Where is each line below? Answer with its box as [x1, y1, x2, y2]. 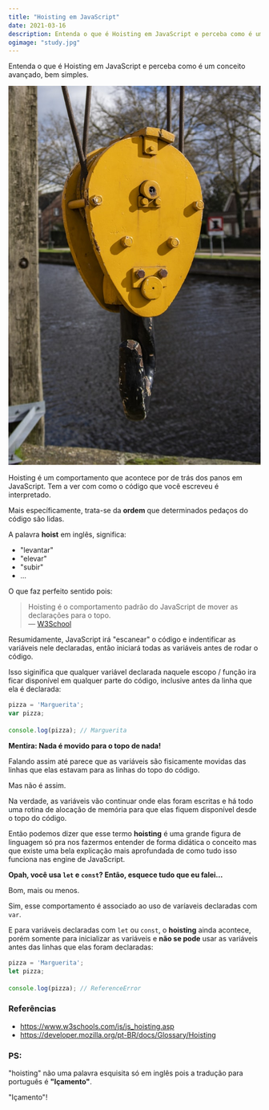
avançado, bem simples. [8, 70, 90, 80]
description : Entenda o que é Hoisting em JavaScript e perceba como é [8, 30, 252, 38]
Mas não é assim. [8, 780, 66, 790]
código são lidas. [8, 514, 65, 524]
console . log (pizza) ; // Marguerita [8, 727, 127, 735]
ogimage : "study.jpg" [8, 39, 81, 47]
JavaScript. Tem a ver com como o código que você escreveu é [8, 482, 219, 492]
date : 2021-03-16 [8, 21, 66, 30]
